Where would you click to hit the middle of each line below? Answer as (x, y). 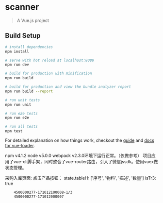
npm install (17, 51)
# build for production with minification (49, 74)
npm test (14, 131)
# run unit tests (23, 100)
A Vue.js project (33, 20)
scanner (22, 7)
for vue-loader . (20, 145)
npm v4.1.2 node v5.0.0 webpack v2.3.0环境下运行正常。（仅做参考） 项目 (78, 155)
